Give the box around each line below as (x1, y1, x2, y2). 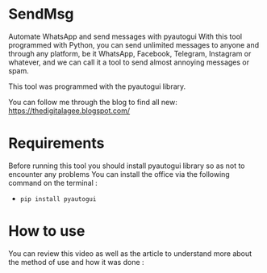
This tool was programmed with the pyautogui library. (8, 82, 186, 91)
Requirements (8, 134, 105, 153)
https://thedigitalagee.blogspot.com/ (8, 106, 131, 115)
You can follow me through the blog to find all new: (8, 97, 177, 107)
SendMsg (8, 5, 74, 23)
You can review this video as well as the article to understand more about (8, 248, 252, 258)
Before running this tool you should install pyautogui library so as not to (8, 161, 245, 170)
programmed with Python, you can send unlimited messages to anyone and (8, 40, 260, 49)
